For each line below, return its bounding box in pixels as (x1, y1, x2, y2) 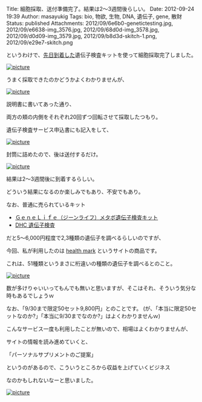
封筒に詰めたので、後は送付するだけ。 (6, 151, 102, 158)
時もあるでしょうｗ (6, 292, 54, 299)
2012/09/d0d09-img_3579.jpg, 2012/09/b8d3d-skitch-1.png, (6, 33, 157, 39)
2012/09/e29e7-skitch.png (6, 39, 73, 46)
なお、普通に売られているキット (6, 201, 86, 208)
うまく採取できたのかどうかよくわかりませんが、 (6, 76, 128, 83)
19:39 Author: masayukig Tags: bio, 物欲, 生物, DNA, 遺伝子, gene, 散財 (6, 13, 183, 20)
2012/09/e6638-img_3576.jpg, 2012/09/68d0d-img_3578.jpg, (6, 26, 160, 33)
